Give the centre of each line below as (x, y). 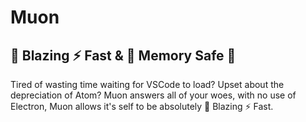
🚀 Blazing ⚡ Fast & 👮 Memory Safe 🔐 (123, 55)
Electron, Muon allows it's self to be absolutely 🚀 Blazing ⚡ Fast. (142, 106)
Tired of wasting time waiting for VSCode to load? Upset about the (147, 84)
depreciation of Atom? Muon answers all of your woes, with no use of (153, 95)
